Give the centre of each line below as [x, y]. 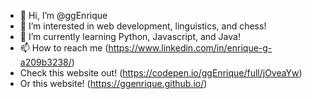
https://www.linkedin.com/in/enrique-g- [190, 48]
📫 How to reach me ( [64, 48]
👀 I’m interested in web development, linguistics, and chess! [143, 26]
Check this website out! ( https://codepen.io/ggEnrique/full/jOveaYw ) [161, 73]
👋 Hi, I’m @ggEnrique [63, 15]
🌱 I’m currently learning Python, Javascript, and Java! [130, 36]
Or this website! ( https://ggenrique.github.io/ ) [113, 83]
